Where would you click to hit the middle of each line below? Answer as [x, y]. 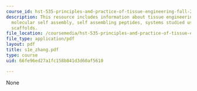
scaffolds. [25, 28]
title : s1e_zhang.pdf [33, 50]
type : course [22, 55]
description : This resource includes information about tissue [85, 17]
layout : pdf [21, 45]
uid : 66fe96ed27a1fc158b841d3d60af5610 [55, 60]
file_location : [25, 33]
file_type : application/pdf [40, 39]
